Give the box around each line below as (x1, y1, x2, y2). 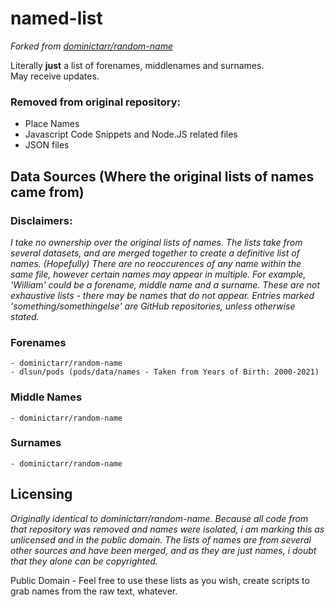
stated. (10, 310, 40, 322)
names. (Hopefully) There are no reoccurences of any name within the (10, 257, 302, 269)
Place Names (24, 118, 80, 130)
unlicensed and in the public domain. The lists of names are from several (10, 533, 312, 546)
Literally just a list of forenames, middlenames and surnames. (10, 59, 265, 71)
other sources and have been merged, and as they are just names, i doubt (10, 544, 317, 556)
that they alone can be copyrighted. (10, 555, 158, 567)
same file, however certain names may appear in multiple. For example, (10, 268, 307, 280)
